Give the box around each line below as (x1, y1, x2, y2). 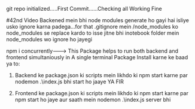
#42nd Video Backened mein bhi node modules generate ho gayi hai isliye (6, 17, 190, 23)
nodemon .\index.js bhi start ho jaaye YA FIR (14, 78, 124, 85)
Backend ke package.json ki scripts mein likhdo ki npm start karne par (14, 72, 188, 78)
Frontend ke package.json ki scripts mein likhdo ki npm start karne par (14, 90, 188, 96)
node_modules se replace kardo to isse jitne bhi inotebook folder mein (6, 29, 179, 37)
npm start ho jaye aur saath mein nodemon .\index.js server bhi (14, 96, 171, 103)
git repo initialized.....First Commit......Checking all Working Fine (6, 5, 163, 12)
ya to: (6, 60, 20, 67)
